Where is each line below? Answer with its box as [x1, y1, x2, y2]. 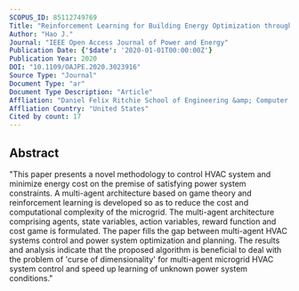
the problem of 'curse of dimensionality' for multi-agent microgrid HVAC [9, 254, 274, 264]
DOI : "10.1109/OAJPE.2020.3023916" [9, 63, 141, 72]
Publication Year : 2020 [9, 54, 98, 63]
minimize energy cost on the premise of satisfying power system [9, 178, 246, 189]
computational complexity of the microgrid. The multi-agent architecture [9, 206, 275, 217]
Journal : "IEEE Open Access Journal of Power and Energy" [9, 37, 229, 47]
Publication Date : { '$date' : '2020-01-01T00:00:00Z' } [9, 46, 214, 55]
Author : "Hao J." [9, 29, 74, 38]
